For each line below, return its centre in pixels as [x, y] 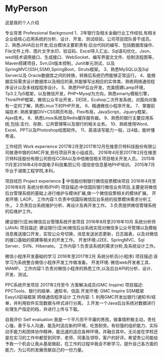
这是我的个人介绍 [22, 22]
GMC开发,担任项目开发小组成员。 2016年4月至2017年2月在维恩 [93, 152]
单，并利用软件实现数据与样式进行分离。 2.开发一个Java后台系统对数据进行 [80, 303]
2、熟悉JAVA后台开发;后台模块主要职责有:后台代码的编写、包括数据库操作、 [81, 45]
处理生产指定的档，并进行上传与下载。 [43, 309]
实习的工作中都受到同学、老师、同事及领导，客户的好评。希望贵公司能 [83, 338]
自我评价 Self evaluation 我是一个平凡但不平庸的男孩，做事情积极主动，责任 [81, 319]
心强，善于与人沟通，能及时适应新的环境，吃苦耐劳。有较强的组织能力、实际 [81, 325]
